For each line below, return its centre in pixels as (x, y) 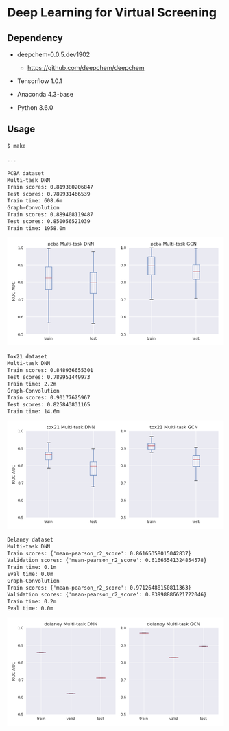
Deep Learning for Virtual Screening (112, 13)
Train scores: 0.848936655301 (50, 370)
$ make (16, 146)
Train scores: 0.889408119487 (50, 214)
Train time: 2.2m (32, 384)
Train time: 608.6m (35, 200)
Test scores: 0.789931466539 (49, 194)
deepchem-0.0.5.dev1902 (53, 54)
